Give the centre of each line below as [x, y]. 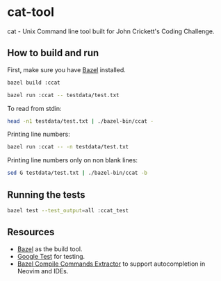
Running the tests [46, 195]
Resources [31, 232]
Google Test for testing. [51, 256]
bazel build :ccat [34, 83]
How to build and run [53, 53]
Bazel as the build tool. [50, 249]
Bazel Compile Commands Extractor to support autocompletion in [111, 264]
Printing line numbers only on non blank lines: [72, 160]
